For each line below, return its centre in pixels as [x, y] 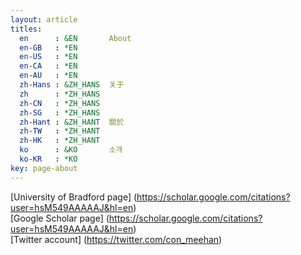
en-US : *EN [48, 57]
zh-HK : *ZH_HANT [60, 141]
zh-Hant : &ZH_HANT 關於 [72, 122]
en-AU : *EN [48, 76]
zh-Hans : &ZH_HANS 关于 [72, 85]
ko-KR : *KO [48, 159]
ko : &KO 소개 [71, 150]
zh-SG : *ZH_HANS [60, 112]
